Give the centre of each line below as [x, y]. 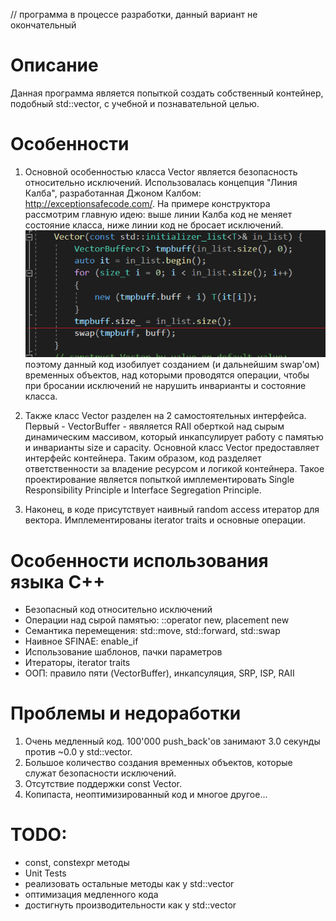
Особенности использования [139, 560]
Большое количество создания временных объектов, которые [158, 763]
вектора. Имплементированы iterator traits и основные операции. [165, 520]
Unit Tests [45, 873]
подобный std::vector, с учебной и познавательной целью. [135, 103]
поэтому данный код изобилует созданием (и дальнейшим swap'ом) [172, 365]
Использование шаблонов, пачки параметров [123, 652]
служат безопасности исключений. [100, 773]
